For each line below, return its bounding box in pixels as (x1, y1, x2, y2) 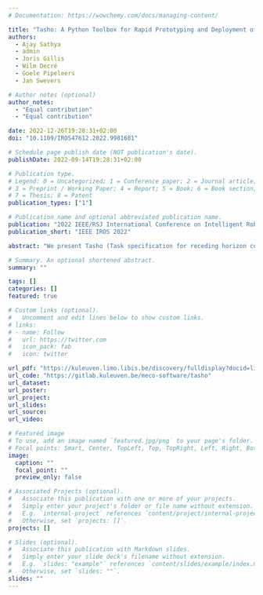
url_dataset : (8, 378, 51, 387)
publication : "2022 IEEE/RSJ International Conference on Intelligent (8, 221, 243, 228)
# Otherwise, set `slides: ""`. (8, 568, 121, 575)
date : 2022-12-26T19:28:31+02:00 (8, 127, 117, 135)
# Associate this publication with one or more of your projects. (8, 495, 236, 503)
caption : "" (15, 458, 55, 467)
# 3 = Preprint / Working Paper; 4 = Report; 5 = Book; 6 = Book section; (8, 184, 258, 192)
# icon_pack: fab (8, 343, 72, 351)
